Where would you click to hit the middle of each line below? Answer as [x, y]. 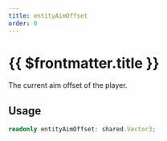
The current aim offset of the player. [68, 85]
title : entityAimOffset [48, 16]
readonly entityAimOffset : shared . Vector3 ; [82, 130]
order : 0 [23, 23]
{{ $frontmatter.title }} [84, 63]
